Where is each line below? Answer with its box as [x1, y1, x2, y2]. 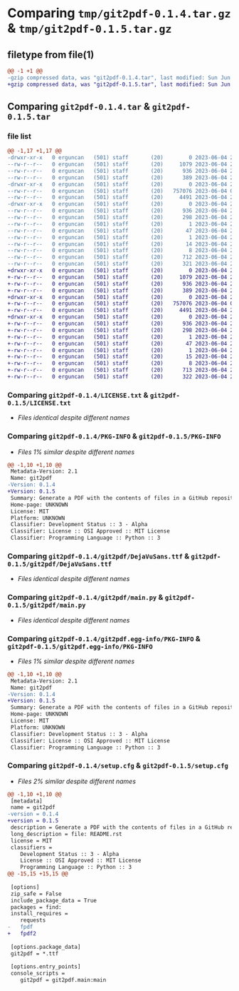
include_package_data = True [10, 897, 97, 904]
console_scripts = [10, 970, 65, 977]
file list [7, 131, 32, 141]
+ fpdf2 [7, 930, 37, 937]
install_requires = [10, 910, 69, 917]
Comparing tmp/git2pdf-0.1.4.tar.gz [7, 5, 231, 21]
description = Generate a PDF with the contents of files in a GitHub [10, 824, 224, 831]
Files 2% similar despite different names [17, 777, 137, 785]
